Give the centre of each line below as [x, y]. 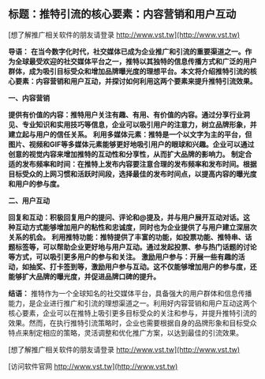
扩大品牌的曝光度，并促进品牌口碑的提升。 [91, 276]
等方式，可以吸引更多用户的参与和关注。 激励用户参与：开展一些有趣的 [123, 257]
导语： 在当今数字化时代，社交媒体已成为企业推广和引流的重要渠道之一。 [127, 51]
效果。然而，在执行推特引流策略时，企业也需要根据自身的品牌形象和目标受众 [132, 323]
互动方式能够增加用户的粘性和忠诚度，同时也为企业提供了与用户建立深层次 [136, 227]
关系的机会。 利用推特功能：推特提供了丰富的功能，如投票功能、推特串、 [127, 237]
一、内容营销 [29, 98]
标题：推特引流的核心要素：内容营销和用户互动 [122, 14]
